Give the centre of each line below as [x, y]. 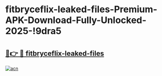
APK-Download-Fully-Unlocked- [76, 20]
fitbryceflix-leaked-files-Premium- [81, 9]
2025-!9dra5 [33, 31]
